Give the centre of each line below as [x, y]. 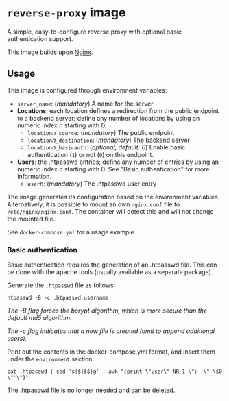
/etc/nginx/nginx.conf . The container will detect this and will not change [110, 211]
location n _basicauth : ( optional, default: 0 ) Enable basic [106, 147]
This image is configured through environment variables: [87, 90]
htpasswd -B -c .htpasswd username [58, 298]
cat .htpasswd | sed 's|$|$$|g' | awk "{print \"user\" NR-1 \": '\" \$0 [115, 372]
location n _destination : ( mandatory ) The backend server [109, 140]
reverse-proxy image [67, 13]
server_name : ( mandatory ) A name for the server [85, 104]
